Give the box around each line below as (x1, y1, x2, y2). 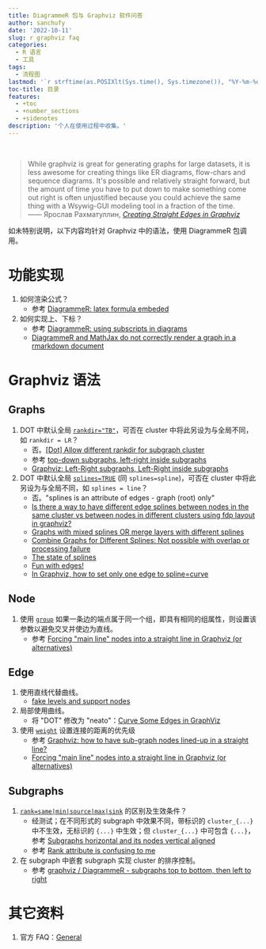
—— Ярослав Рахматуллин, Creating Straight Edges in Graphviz (27, 209, 241, 218)
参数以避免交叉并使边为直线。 (19, 624, 117, 633)
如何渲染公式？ (19, 294, 69, 303)
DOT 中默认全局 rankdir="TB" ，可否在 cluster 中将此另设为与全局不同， (19, 425, 253, 435)
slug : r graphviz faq (8, 33, 80, 42)
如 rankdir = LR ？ (19, 435, 79, 444)
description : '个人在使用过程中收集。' (8, 122, 127, 130)
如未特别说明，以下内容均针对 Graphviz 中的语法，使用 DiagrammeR (8, 226, 231, 235)
